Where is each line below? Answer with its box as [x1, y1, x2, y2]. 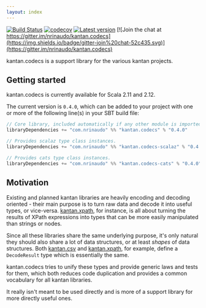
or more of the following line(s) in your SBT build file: [6, 110, 140, 117]
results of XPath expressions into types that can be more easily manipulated [6, 213, 199, 220]
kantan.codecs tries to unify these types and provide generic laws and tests [6, 263, 198, 270]
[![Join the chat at [116, 26, 162, 33]
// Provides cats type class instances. [6, 154, 112, 161]
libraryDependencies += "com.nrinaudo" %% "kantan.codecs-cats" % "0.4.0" [6, 160, 202, 167]
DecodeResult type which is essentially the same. [6, 251, 129, 258]
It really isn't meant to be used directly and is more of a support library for [6, 288, 193, 295]
